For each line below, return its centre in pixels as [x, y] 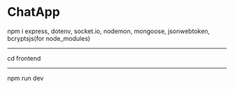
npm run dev [25, 78]
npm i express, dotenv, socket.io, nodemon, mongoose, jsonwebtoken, [109, 31]
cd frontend [24, 58]
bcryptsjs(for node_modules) [49, 38]
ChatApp [34, 12]
